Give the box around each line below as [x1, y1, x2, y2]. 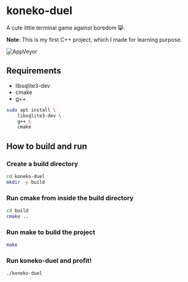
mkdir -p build [6, 179, 45, 185]
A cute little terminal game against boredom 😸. [6, 24, 126, 31]
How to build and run [6, 141, 88, 151]
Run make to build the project [6, 228, 96, 237]
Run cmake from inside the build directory [6, 194, 133, 202]
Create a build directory [6, 159, 78, 168]
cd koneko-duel [6, 173, 45, 179]
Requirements [6, 66, 61, 76]
